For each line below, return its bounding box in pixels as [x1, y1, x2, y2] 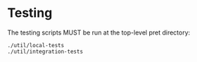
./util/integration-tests [7, 48, 83, 55]
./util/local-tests [7, 42, 65, 49]
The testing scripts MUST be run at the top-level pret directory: [7, 28, 191, 37]
